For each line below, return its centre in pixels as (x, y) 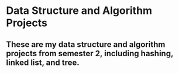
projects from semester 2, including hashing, (90, 53)
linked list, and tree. (43, 62)
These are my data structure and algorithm (86, 44)
